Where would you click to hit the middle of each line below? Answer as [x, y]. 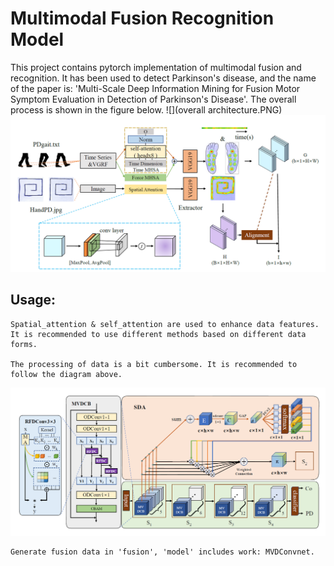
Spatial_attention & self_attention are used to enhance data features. [165, 324]
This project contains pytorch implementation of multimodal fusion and [156, 67]
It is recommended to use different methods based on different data [158, 334]
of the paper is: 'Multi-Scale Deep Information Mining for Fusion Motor [155, 88]
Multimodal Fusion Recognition [142, 18]
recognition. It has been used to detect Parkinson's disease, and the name [163, 78]
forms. [24, 344]
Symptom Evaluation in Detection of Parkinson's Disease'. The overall [153, 99]
